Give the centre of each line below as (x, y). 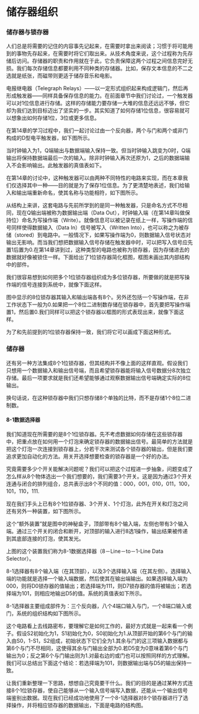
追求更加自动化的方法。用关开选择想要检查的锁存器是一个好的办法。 (89, 456)
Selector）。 (20, 558)
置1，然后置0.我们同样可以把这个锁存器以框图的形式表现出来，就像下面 (93, 312)
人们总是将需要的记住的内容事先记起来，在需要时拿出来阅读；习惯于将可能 (97, 46)
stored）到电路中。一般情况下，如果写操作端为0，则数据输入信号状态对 (104, 235)
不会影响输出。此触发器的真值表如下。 (58, 165)
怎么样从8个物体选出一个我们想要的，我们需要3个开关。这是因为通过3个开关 (99, 476)
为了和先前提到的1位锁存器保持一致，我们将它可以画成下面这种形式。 (90, 332)
